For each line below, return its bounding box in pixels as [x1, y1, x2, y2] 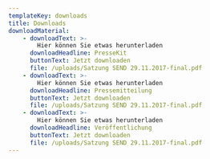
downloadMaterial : [8, 26, 70, 35]
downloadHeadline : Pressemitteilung [29, 86, 152, 95]
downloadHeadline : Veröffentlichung [29, 124, 152, 132]
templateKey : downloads [8, 11, 88, 20]
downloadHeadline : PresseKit [29, 49, 127, 57]
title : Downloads [8, 19, 67, 27]
